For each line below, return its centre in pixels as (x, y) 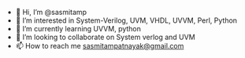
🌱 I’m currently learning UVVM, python (78, 29)
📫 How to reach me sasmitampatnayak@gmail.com (100, 46)
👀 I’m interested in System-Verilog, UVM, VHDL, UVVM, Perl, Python (126, 20)
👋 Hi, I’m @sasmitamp (51, 12)
